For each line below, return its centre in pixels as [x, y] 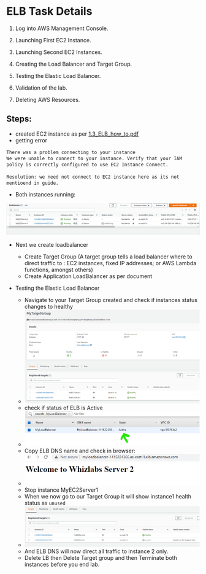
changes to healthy [49, 307]
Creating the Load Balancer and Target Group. [74, 64]
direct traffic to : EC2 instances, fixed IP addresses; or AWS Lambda [110, 263]
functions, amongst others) [59, 270]
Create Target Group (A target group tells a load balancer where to [108, 257]
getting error [31, 140]
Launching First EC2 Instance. [53, 40]
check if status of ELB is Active [63, 408]
